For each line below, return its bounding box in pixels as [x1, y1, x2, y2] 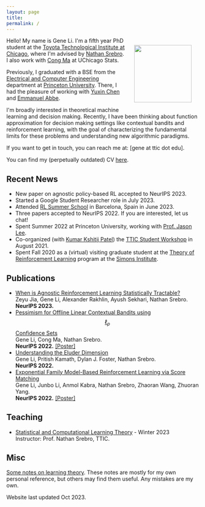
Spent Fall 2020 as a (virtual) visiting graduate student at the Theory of [15, 249, 195, 256]
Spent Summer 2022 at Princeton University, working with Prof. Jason [15, 223, 192, 230]
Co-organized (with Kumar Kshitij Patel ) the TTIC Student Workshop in [15, 236, 193, 243]
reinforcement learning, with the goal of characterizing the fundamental [6, 126, 187, 133]
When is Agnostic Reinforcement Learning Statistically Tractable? [15, 289, 181, 296]
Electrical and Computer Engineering [6, 75, 99, 83]
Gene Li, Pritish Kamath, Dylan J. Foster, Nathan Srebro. [15, 355, 156, 362]
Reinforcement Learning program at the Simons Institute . [15, 255, 158, 263]
